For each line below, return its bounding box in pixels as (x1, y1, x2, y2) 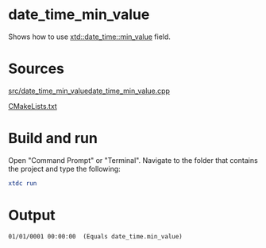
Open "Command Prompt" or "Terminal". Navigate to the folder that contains (8, 155, 258, 165)
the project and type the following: (8, 164, 121, 173)
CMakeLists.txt (8, 101, 57, 110)
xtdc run (8, 179, 37, 188)
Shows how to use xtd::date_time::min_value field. (8, 32, 171, 41)
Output (8, 206, 56, 224)
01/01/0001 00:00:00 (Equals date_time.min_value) (8, 232, 183, 240)
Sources (8, 60, 65, 78)
